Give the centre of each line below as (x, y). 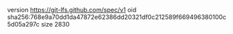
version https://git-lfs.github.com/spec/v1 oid (72, 10)
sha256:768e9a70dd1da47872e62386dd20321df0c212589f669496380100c (117, 17)
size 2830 (55, 24)
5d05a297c (24, 24)
